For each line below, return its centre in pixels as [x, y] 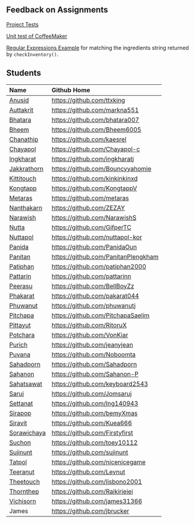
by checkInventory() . [32, 54]
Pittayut [20, 325]
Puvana [20, 354]
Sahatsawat [26, 383]
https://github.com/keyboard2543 [100, 383]
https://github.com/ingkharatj [93, 159]
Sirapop [20, 413]
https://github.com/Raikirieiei [92, 491]
